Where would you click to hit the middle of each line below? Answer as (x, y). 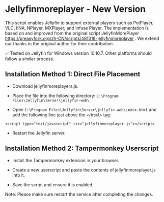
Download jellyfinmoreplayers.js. (45, 86)
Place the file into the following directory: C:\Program (65, 96)
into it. (19, 175)
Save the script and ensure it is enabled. (53, 185)
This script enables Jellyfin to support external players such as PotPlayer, (79, 23)
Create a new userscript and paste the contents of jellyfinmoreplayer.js (84, 170)
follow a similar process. (30, 59)
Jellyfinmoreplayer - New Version (75, 9)
